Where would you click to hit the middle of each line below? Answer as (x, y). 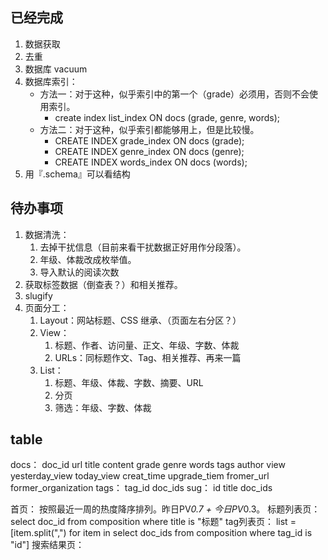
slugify (38, 295)
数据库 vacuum (56, 69)
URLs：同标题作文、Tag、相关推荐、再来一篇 (148, 357)
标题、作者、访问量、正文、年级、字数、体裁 (147, 345)
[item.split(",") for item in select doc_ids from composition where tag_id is (161, 533)
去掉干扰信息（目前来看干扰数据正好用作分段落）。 (143, 247)
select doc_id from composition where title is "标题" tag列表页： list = (153, 522)
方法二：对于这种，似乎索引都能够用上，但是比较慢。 (149, 129)
